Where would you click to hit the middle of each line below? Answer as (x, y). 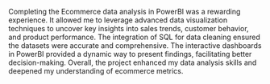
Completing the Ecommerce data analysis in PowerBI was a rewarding (125, 12)
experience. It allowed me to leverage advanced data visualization (118, 20)
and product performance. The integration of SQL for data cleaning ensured (134, 37)
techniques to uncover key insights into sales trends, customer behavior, (129, 28)
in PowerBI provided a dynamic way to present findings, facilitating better (130, 54)
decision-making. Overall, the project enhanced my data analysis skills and (133, 62)
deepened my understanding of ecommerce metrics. (96, 71)
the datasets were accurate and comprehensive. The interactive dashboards (135, 46)
